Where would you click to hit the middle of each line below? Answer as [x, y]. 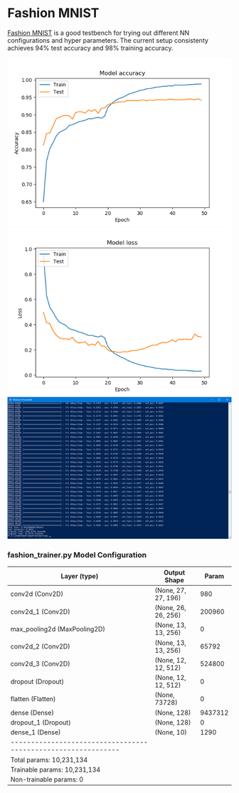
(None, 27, [170, 590]
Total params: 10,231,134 [49, 760]
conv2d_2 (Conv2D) [40, 646]
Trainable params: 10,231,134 [55, 770]
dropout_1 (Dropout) [41, 722]
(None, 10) [171, 732]
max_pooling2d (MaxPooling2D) [58, 629]
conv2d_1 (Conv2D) [40, 611]
